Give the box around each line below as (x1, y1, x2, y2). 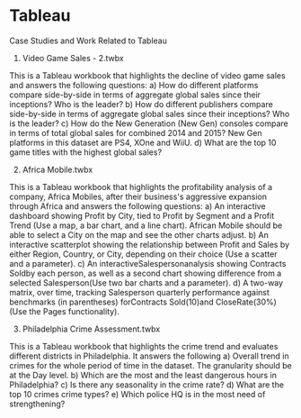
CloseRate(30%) (215, 296, 277, 307)
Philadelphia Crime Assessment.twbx (22, 323, 161, 334)
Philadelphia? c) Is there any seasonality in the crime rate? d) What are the (9, 379, 285, 390)
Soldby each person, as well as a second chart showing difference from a (9, 268, 282, 278)
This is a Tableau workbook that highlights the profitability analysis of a (9, 181, 272, 192)
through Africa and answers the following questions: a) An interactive (9, 200, 267, 212)
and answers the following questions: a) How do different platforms (9, 79, 259, 90)
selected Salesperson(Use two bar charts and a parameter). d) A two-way (9, 277, 284, 288)
